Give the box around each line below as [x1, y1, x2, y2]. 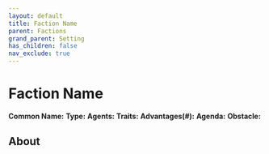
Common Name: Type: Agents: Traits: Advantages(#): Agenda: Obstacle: [8, 111, 261, 121]
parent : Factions [8, 27, 67, 35]
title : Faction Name [8, 19, 78, 28]
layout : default [8, 11, 63, 20]
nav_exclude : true [8, 49, 70, 58]
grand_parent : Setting [8, 34, 85, 43]
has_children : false [8, 42, 78, 50]
